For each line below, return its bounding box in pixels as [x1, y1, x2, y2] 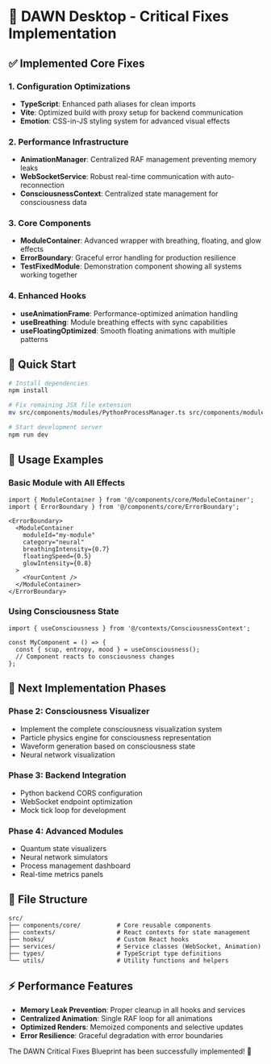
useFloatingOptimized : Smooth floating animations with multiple [19, 326, 236, 336]
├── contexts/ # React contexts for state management [8, 928, 251, 937]
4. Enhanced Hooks [8, 290, 86, 302]
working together [19, 270, 78, 280]
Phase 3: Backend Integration [8, 770, 127, 781]
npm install [8, 386, 48, 394]
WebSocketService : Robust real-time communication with [19, 172, 215, 182]
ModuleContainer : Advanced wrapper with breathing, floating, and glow [19, 236, 262, 245]
